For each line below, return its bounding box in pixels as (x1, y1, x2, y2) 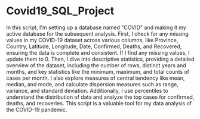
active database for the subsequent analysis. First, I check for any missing (6, 30, 189, 37)
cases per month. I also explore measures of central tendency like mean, (6, 74, 185, 82)
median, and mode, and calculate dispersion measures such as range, (6, 80, 179, 87)
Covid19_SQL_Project (6, 4, 115, 18)
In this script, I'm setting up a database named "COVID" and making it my (6, 24, 187, 31)
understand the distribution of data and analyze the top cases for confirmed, (6, 93, 195, 101)
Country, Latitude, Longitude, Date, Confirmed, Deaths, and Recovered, (6, 43, 182, 50)
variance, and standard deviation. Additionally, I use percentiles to (6, 87, 168, 94)
